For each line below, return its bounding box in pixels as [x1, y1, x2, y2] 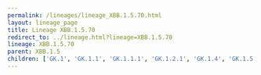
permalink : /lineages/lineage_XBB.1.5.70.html [7, 11, 162, 20]
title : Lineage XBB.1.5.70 [7, 26, 96, 34]
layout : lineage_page [7, 19, 78, 27]
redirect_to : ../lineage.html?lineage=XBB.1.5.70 [7, 33, 173, 41]
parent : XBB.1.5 [7, 48, 60, 55]
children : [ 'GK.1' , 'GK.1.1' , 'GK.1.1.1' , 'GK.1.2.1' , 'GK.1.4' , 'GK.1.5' [7, 55, 257, 63]
